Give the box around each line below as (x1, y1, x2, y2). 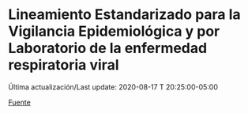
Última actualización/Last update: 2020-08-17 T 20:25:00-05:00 (8, 82, 219, 92)
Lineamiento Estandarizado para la (8, 6, 241, 24)
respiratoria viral (8, 56, 119, 74)
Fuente (8, 97, 32, 107)
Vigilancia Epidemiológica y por (8, 22, 220, 40)
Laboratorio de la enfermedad (8, 40, 208, 57)
